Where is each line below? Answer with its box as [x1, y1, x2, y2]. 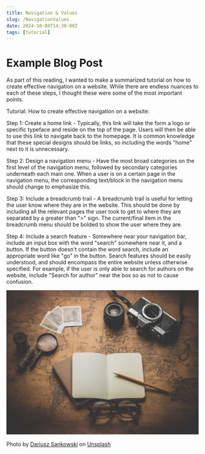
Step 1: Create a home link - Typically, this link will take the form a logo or [6, 120, 190, 127]
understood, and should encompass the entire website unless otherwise [6, 259, 188, 266]
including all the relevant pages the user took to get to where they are [6, 208, 181, 215]
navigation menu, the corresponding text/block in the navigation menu [6, 177, 183, 184]
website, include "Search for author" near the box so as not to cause [6, 272, 179, 279]
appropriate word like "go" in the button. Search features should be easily [6, 252, 192, 259]
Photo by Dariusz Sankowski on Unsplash [6, 441, 111, 448]
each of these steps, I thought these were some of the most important [6, 89, 182, 97]
